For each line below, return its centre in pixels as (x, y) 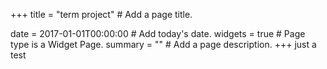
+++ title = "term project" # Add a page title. (101, 14)
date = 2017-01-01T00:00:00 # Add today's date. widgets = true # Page (158, 33)
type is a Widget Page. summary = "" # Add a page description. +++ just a (163, 44)
